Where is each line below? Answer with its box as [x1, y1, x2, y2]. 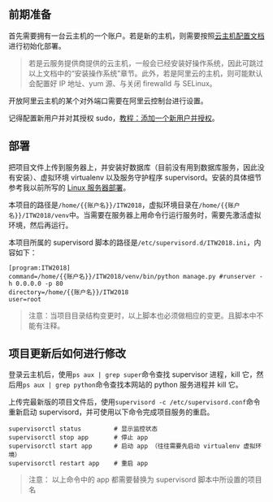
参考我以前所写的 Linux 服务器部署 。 [8, 182, 131, 193]
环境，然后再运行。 [8, 220, 73, 230]
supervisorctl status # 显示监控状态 [8, 425, 158, 433]
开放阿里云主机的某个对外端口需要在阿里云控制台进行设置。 [8, 96, 208, 106]
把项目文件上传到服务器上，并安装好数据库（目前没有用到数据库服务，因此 [8, 162, 258, 172]
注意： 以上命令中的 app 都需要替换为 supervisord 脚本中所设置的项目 [28, 474, 262, 485]
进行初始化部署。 [8, 41, 66, 50]
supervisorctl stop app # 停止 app [8, 434, 149, 442]
